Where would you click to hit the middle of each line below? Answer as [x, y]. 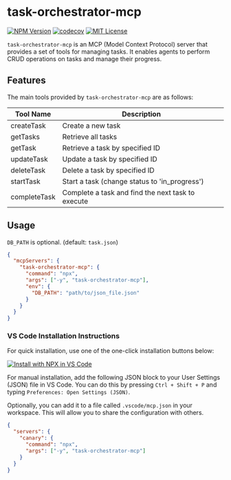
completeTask [33, 196]
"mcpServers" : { [36, 261]
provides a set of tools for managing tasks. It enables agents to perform [109, 52]
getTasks [25, 137]
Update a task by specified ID [110, 159]
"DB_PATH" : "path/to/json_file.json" [86, 293]
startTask [26, 181]
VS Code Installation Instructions [64, 336]
